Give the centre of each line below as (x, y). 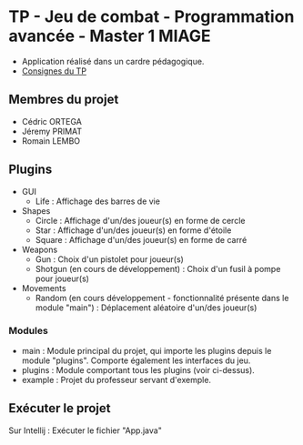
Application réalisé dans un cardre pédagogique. (113, 61)
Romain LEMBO (51, 141)
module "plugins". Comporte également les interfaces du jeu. (136, 360)
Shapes (36, 210)
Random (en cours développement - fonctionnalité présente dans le (162, 298)
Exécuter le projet (60, 408)
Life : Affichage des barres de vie (98, 201)
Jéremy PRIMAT (52, 131)
